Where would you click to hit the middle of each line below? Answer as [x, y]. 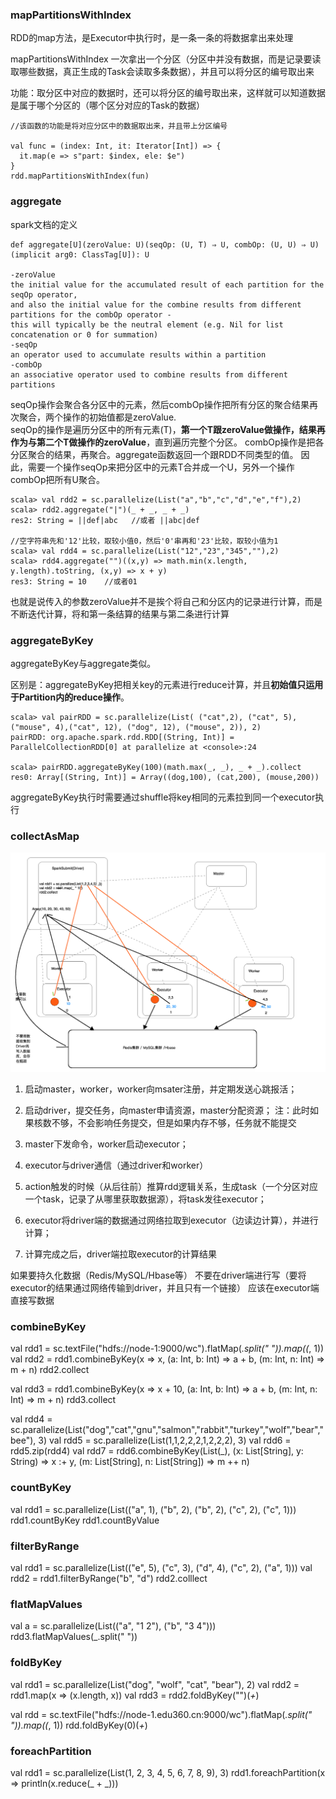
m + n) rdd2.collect [50, 1370]
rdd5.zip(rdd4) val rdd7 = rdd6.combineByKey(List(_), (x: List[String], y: [157, 1451]
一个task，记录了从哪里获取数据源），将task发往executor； [145, 1199]
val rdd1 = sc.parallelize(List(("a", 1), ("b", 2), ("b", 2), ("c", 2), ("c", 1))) [153, 1509]
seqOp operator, [44, 294]
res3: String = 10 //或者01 [74, 581]
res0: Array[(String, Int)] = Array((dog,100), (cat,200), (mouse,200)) [165, 777]
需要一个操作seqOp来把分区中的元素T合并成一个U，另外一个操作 [161, 467]
